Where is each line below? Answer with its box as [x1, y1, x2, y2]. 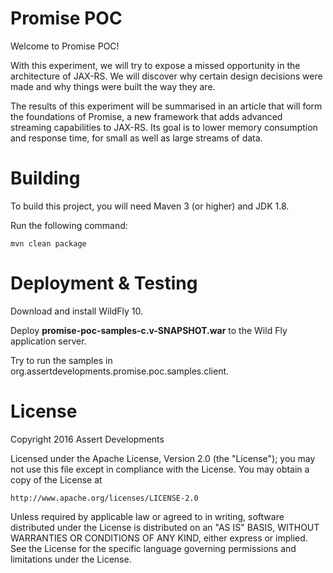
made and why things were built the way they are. [10, 80, 216, 92]
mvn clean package [10, 238, 87, 249]
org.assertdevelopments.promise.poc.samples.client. [10, 365, 230, 377]
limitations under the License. [10, 553, 132, 565]
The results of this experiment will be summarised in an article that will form [10, 100, 323, 112]
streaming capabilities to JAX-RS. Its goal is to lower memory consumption [10, 121, 318, 133]
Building [10, 167, 81, 190]
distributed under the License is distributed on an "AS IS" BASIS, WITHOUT [10, 521, 320, 533]
